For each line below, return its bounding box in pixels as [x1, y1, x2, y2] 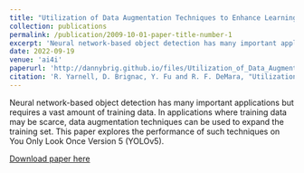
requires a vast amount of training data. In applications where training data [9, 106, 288, 118]
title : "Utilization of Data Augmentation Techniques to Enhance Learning [9, 13, 298, 23]
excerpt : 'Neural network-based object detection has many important [9, 38, 278, 48]
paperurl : [9, 64, 47, 73]
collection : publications [9, 22, 107, 31]
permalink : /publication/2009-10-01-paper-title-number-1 [9, 30, 233, 39]
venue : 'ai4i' [9, 55, 63, 64]
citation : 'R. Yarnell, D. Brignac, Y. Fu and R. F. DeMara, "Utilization [9, 72, 298, 82]
